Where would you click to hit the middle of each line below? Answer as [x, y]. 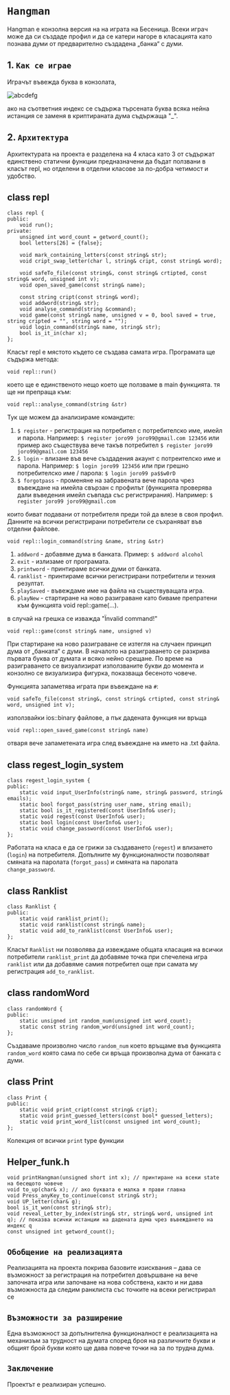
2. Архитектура [38, 138]
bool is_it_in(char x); [54, 333]
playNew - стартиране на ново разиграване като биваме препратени [117, 598]
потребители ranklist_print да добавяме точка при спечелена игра [107, 957]
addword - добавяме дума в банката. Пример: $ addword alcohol [110, 554]
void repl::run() [32, 372]
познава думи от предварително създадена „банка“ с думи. [95, 43]
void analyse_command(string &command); [78, 309]
